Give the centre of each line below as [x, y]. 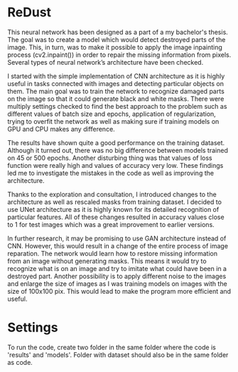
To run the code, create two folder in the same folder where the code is [112, 347]
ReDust [29, 12]
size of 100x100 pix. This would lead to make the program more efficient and [119, 291]
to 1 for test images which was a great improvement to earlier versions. [111, 224]
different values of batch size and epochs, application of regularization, [112, 114]
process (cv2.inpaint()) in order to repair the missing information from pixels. [119, 55]
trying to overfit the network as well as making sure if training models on [113, 121]
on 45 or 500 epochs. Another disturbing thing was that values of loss [110, 158]
